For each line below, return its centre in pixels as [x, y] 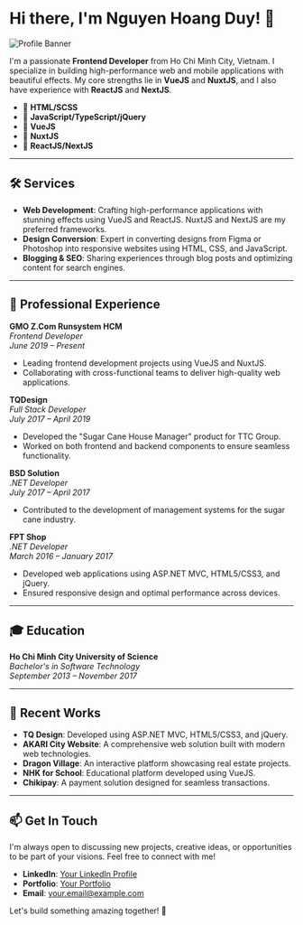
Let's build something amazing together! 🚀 [88, 911]
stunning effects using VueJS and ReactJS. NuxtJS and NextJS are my [154, 220]
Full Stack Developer [48, 409]
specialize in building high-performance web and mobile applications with [147, 70]
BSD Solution [35, 472]
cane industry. [49, 519]
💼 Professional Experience [85, 305]
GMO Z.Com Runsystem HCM [66, 326]
